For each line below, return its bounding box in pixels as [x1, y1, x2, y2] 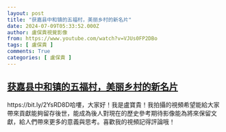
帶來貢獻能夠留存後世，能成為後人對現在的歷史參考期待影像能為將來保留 [7, 109, 211, 117]
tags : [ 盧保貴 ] [7, 42, 53, 48]
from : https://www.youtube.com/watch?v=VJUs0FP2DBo [7, 35, 158, 42]
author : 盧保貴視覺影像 [7, 29, 68, 36]
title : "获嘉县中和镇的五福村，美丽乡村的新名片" [7, 16, 132, 23]
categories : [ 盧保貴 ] [7, 54, 72, 61]
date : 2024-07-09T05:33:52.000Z [7, 22, 99, 29]
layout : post [7, 10, 45, 17]
